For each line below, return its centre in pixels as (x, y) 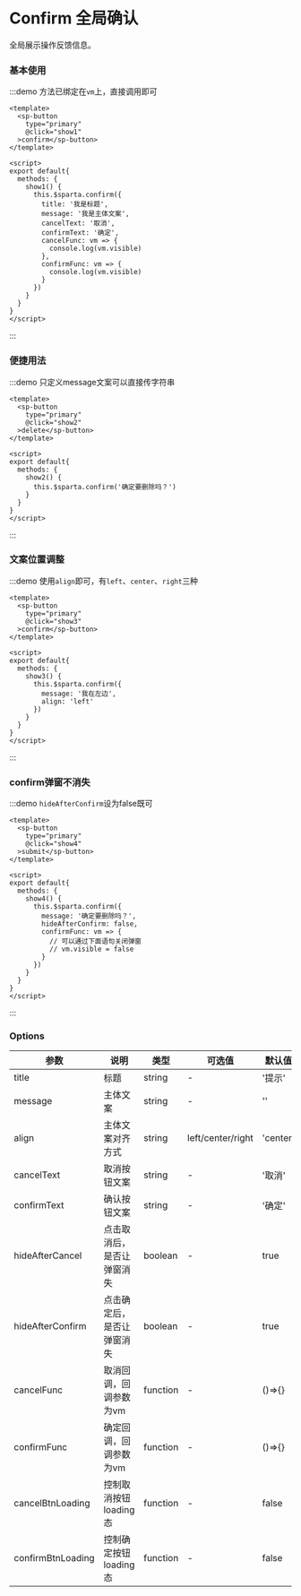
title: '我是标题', (75, 204)
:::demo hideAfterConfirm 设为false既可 (81, 804)
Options (27, 1036)
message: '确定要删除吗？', (89, 916)
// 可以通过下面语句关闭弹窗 (95, 942)
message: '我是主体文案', (86, 214)
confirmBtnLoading (55, 1558)
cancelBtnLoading (52, 1504)
